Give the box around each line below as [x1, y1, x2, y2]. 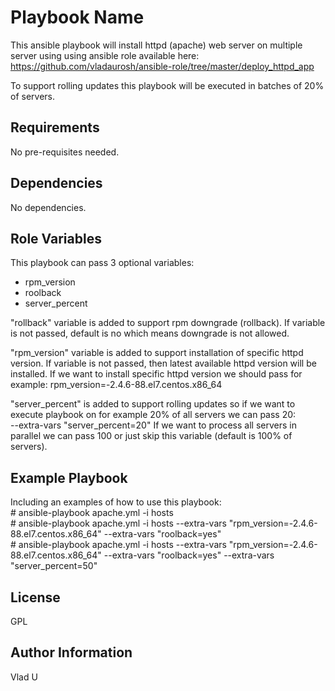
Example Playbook [10, 469, 128, 486]
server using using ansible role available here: [10, 49, 200, 61]
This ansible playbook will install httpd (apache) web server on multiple [10, 39, 303, 51]
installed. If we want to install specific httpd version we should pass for [10, 368, 303, 380]
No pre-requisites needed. [10, 146, 120, 158]
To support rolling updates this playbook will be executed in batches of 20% [10, 79, 325, 91]
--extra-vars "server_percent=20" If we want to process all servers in [10, 419, 297, 431]
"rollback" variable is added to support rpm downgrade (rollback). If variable [10, 317, 326, 329]
